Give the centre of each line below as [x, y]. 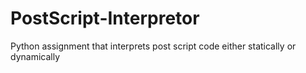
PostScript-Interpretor [105, 18]
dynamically [35, 56]
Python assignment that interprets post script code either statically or [153, 46]
